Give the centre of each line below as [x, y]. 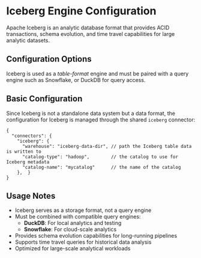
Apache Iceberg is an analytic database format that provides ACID [88, 28]
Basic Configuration [44, 99]
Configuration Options [49, 59]
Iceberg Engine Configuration [81, 11]
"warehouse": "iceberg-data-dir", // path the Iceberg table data [107, 146]
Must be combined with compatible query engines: [78, 217]
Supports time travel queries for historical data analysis [83, 242]
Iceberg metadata [28, 162]
